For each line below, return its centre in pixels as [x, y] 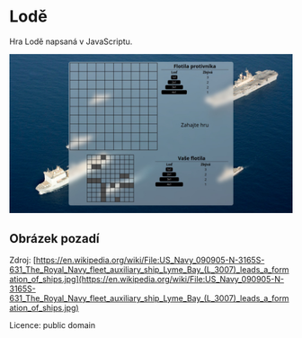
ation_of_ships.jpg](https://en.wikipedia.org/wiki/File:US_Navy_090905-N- [147, 280]
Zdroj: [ [23, 260]
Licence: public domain [53, 325]
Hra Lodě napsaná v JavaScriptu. [71, 41]
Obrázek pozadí [54, 239]
